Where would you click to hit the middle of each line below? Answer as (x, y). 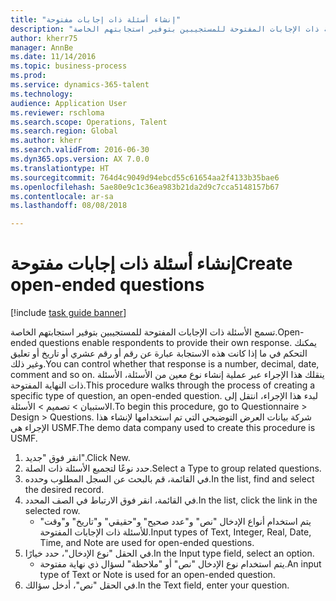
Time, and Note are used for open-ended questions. (147, 543)
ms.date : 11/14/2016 (53, 57)
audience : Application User (69, 103)
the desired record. (64, 490)
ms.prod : (28, 76)
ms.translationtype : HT (60, 168)
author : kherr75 (44, 38)
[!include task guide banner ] (68, 313)
